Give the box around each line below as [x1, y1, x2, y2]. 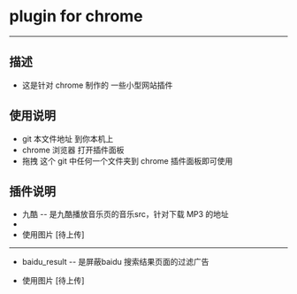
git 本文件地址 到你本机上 [21, 133, 114, 143]
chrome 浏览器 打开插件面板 [21, 144, 125, 155]
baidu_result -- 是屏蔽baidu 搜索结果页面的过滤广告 [21, 257, 209, 267]
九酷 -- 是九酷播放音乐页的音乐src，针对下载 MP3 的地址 [21, 209, 230, 220]
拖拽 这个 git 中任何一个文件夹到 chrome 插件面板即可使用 [21, 155, 233, 166]
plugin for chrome [9, 6, 143, 27]
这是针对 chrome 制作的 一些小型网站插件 [21, 80, 173, 90]
